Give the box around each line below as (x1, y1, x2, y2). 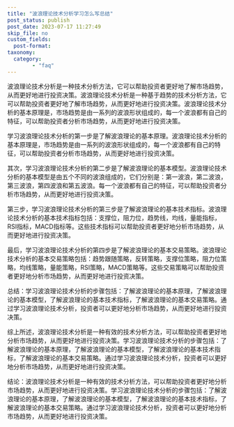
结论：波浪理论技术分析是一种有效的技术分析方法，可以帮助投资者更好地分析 (7, 377, 227, 385)
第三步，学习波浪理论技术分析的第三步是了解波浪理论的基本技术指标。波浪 (7, 205, 221, 213)
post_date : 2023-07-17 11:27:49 (7, 23, 101, 30)
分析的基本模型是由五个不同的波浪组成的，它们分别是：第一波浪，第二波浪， (7, 172, 227, 181)
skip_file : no (7, 29, 49, 37)
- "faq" (32, 62, 54, 69)
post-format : (13, 42, 52, 49)
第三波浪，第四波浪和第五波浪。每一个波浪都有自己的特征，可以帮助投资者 (7, 181, 221, 189)
